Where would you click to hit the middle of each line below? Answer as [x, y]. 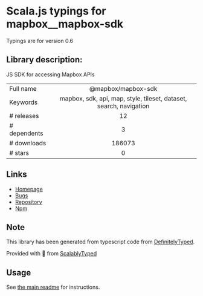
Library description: [44, 60]
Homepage [29, 189]
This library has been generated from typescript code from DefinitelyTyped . [101, 242]
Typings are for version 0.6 [40, 41]
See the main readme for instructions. [53, 287]
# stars [19, 153]
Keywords [24, 102]
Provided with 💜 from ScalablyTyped [52, 254]
